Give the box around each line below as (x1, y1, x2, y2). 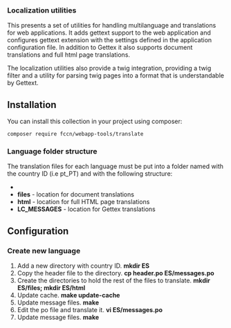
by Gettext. (7, 79, 39, 87)
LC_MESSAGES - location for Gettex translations (17, 205, 156, 213)
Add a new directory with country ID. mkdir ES (17, 262, 150, 270)
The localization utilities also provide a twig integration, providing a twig (7, 64, 212, 73)
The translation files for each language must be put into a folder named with (7, 162, 223, 171)
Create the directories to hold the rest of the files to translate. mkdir (17, 276, 211, 285)
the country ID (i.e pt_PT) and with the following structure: (7, 170, 173, 178)
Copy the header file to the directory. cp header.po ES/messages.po (17, 269, 214, 277)
